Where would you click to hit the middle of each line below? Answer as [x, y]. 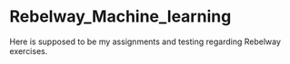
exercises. [29, 50]
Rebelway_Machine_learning [120, 17]
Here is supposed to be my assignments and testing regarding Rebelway [145, 41]
